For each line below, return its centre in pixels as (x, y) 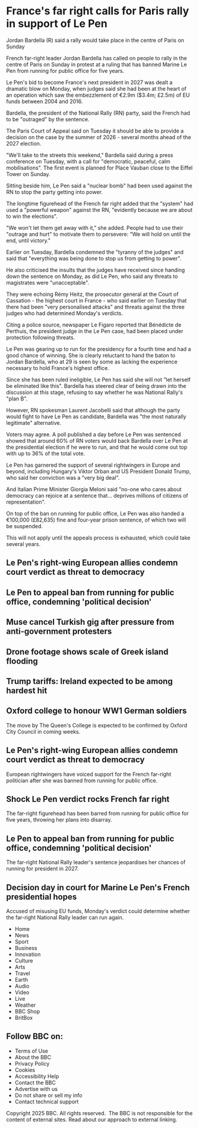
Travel (23, 973)
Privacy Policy (32, 1063)
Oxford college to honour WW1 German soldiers (97, 711)
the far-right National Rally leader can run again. (65, 917)
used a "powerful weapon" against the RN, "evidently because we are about (99, 209)
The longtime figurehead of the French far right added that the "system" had (100, 203)
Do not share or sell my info (48, 1095)
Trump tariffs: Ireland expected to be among (90, 681)
